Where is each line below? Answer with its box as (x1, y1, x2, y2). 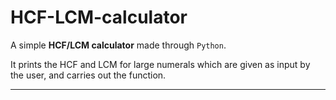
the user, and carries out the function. (10, 69, 167, 81)
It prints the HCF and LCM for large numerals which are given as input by (10, 58, 311, 70)
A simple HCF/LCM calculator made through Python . (10, 39, 227, 51)
